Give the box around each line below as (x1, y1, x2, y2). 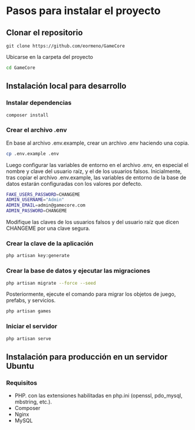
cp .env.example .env (6, 151, 60, 156)
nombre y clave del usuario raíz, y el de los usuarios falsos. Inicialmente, (6, 168, 182, 175)
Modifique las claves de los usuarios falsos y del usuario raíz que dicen (6, 219, 180, 226)
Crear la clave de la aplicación (6, 239, 94, 248)
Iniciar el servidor (6, 322, 58, 331)
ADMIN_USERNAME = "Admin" (6, 197, 65, 203)
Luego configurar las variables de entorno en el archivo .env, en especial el (6, 161, 189, 168)
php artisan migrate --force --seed (6, 280, 96, 286)
